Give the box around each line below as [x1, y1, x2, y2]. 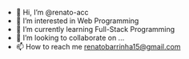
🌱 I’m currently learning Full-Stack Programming [15, 25, 175, 33]
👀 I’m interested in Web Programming [15, 16, 139, 26]
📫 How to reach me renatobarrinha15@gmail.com [15, 42, 181, 51]
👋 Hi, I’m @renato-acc [15, 8, 89, 17]
